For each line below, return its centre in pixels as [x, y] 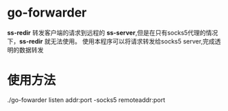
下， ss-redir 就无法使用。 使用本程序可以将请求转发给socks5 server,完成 [111, 41]
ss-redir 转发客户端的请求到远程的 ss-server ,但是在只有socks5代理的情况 [113, 32]
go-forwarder [47, 13]
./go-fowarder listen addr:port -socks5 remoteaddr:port [86, 100]
